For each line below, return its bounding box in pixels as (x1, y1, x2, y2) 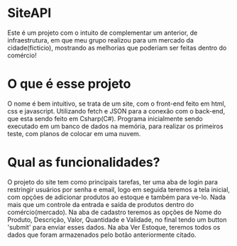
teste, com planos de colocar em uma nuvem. (7, 129, 141, 138)
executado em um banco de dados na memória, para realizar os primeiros (7, 122, 224, 130)
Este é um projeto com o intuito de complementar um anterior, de (7, 28, 198, 37)
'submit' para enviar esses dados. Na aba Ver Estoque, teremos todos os (7, 223, 221, 231)
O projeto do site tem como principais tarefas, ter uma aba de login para (7, 177, 219, 186)
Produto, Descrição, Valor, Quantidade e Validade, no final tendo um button (7, 215, 227, 224)
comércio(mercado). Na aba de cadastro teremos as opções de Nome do (7, 208, 222, 216)
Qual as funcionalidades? (7, 155, 160, 171)
